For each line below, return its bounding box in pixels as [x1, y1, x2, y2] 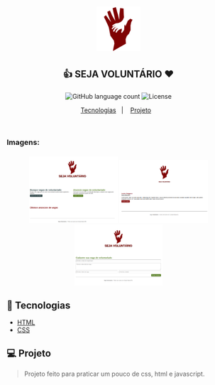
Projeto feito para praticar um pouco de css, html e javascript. [23, 369, 205, 379]
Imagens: [6, 137, 40, 147]
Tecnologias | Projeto [80, 106, 152, 114]
